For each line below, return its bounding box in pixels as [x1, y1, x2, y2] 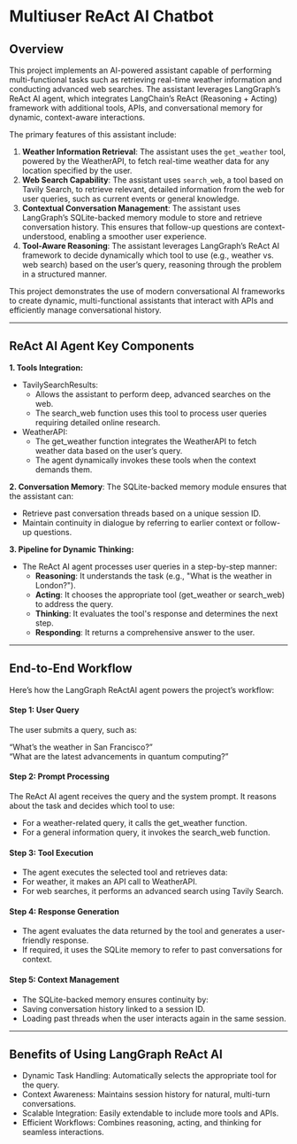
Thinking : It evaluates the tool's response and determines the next [34, 608, 278, 619]
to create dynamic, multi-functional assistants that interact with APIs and [9, 295, 274, 306]
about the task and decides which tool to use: [9, 800, 175, 812]
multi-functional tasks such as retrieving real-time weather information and [9, 74, 283, 85]
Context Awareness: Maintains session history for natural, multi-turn [21, 1089, 271, 1100]
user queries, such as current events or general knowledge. [21, 193, 240, 204]
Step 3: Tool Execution [9, 847, 95, 858]
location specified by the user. [21, 166, 133, 175]
